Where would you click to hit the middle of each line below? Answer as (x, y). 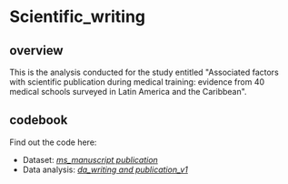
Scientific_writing (77, 17)
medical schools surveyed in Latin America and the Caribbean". (128, 92)
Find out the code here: (53, 142)
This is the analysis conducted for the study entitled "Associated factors (144, 72)
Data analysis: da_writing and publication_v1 (105, 169)
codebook (39, 120)
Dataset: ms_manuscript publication (90, 159)
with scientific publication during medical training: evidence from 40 (137, 82)
